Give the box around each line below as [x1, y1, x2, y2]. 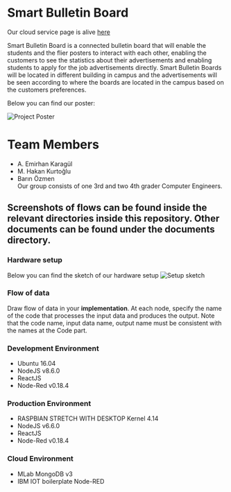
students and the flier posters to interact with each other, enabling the [7, 49, 207, 57]
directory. [7, 235, 51, 246]
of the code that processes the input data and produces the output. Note [7, 311, 215, 320]
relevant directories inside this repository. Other [7, 213, 220, 225]
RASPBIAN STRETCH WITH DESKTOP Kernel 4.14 [17, 414, 159, 423]
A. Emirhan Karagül [17, 160, 73, 168]
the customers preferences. [7, 85, 87, 94]
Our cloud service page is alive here [7, 28, 111, 36]
